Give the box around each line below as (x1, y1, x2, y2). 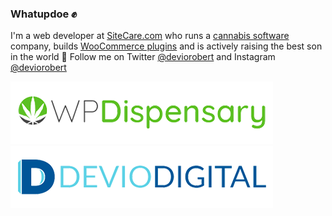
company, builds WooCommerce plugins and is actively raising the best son (10, 40, 323, 52)
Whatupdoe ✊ (10, 7, 78, 21)
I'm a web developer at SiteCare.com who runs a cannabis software (10, 30, 290, 42)
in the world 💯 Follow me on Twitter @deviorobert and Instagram (10, 51, 276, 63)
